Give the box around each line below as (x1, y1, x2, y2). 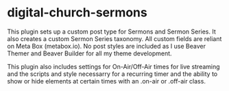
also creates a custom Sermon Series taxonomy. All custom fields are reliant (7, 34, 222, 42)
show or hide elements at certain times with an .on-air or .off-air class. (7, 77, 206, 85)
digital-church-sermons (7, 5, 147, 21)
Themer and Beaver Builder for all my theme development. (7, 49, 173, 57)
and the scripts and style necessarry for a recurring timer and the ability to (7, 70, 218, 78)
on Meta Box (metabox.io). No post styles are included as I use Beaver (7, 42, 206, 50)
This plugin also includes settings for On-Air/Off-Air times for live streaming (7, 62, 221, 70)
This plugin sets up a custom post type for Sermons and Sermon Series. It (7, 27, 216, 36)
